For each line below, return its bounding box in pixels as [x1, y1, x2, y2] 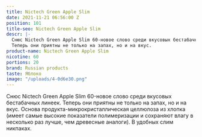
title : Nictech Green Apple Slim [6, 8, 90, 15]
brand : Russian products [6, 65, 69, 71]
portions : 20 [6, 59, 39, 65]
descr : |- [6, 31, 31, 37]
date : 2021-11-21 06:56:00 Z [6, 14, 79, 21]
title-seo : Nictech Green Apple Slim [6, 25, 101, 32]
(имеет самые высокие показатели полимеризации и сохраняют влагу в [6, 112, 194, 119]
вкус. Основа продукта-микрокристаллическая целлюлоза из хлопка [6, 106, 186, 113]
